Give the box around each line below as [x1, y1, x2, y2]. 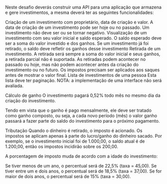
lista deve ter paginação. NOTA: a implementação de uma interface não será [5, 77, 162, 83]
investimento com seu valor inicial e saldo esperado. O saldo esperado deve [5, 35, 162, 41]
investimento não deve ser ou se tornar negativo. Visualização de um [5, 30, 147, 35]
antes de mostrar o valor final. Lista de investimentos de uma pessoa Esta [5, 72, 157, 78]
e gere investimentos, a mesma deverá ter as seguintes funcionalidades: [5, 9, 154, 15]
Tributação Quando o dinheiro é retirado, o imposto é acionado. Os [5, 128, 143, 134]
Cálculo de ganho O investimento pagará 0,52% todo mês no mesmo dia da [5, 92, 161, 98]
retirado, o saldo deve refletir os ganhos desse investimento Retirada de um [5, 46, 161, 51]
